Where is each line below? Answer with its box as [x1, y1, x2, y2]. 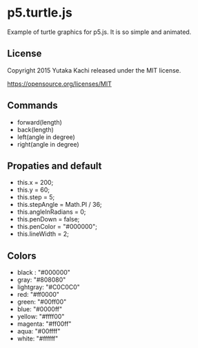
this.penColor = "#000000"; [17, 223, 98, 231]
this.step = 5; [17, 193, 55, 201]
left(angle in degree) [17, 133, 76, 141]
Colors [7, 250, 37, 262]
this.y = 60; [17, 185, 50, 194]
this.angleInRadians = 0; [17, 208, 86, 216]
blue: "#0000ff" [17, 305, 63, 313]
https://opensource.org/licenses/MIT [7, 80, 112, 88]
